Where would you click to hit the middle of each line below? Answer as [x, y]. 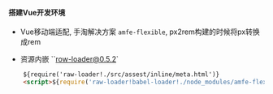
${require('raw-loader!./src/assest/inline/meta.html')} [121, 75]
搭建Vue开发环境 [37, 12]
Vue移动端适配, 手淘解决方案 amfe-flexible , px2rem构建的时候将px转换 [140, 32]
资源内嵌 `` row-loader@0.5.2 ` [69, 59]
